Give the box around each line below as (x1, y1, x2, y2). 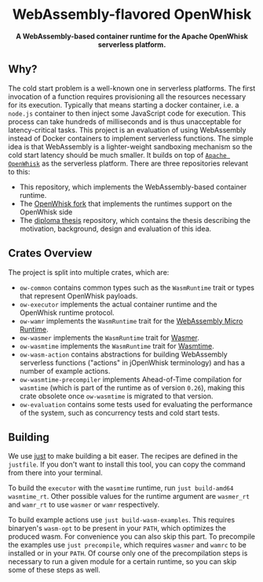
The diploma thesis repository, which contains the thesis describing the (19, 215, 251, 225)
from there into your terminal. (8, 468, 104, 478)
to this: (8, 167, 31, 176)
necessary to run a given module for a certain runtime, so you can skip (8, 557, 237, 566)
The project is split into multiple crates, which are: (8, 267, 170, 276)
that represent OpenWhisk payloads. (19, 291, 138, 300)
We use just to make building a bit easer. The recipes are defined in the (8, 452, 238, 461)
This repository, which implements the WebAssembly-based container (19, 182, 247, 192)
